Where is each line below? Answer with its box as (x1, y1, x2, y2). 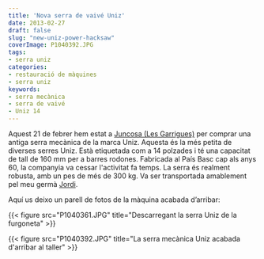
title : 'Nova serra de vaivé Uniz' (8, 11, 126, 20)
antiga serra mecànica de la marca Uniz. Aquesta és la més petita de (8, 138, 232, 147)
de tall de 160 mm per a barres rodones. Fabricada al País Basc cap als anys (8, 154, 257, 163)
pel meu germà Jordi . (8, 180, 78, 189)
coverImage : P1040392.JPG (8, 41, 93, 49)
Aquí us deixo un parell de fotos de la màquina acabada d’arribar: (8, 195, 221, 204)
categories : (8, 63, 47, 71)
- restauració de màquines (8, 70, 97, 78)
